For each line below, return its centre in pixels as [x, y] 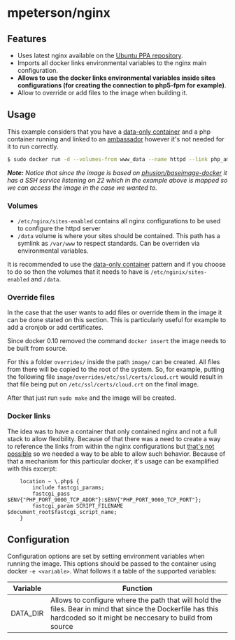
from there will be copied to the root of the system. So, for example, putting [116, 370]
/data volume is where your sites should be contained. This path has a [119, 235]
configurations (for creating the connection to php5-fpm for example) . [122, 85]
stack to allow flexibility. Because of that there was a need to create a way [114, 438]
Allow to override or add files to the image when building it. [102, 93]
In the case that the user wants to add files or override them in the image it [115, 312]
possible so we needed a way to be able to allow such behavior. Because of [116, 454]
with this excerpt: [32, 468]
